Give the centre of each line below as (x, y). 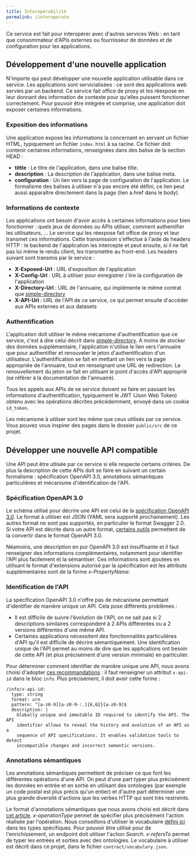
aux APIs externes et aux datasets (56, 306)
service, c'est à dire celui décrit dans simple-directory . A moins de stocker (96, 341)
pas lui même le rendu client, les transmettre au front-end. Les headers (92, 251)
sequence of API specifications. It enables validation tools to (98, 735)
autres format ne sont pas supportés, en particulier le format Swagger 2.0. (96, 523)
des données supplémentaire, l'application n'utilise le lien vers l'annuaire (94, 347)
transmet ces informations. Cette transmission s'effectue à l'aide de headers (98, 239)
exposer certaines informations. (44, 109)
